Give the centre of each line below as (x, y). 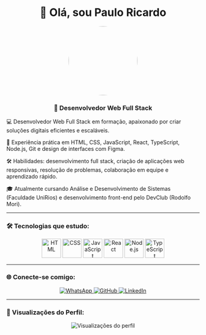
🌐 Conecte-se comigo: (41, 277)
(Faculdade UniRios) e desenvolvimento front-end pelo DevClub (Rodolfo (99, 198)
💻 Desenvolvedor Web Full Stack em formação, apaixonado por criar (94, 121)
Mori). (14, 204)
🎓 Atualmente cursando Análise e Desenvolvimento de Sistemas (89, 189)
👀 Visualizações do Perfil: (45, 312)
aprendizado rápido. (32, 177)
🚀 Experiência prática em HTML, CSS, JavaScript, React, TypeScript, (93, 142)
